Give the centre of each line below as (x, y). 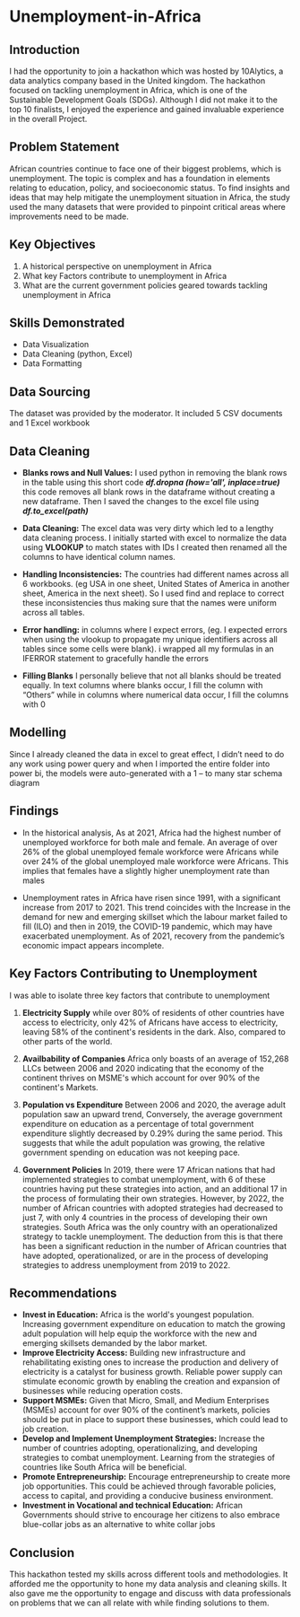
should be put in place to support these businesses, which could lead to (155, 1420)
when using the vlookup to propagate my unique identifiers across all (150, 640)
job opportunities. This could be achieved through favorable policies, (149, 1486)
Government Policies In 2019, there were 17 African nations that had (149, 1169)
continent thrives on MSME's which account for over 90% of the (141, 1078)
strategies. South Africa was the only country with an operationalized (150, 1227)
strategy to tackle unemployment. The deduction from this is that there (153, 1237)
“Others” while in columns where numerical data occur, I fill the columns (155, 695)
